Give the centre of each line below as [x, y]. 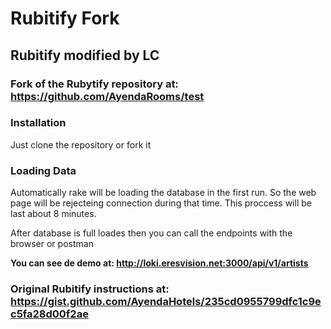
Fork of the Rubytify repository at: [94, 84]
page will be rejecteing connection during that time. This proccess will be [161, 203]
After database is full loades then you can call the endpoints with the [151, 233]
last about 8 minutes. [53, 214]
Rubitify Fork [65, 18]
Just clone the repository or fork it [81, 144]
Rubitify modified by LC [85, 55]
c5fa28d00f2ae [49, 314]
